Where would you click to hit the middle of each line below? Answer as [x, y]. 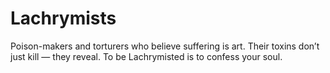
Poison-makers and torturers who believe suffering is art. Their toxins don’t [165, 46]
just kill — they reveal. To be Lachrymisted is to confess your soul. [146, 56]
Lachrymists [63, 18]
